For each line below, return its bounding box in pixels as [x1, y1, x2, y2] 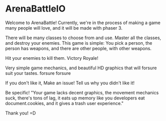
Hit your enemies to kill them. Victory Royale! [5, 55, 98, 61]
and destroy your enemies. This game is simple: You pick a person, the [5, 40, 152, 46]
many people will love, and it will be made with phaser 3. [5, 25, 123, 31]
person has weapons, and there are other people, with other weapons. [5, 45, 152, 51]
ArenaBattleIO [5, 3, 66, 15]
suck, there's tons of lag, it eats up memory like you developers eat [5, 95, 145, 101]
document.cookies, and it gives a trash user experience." [5, 100, 124, 106]
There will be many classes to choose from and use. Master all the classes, [5, 35, 161, 41]
